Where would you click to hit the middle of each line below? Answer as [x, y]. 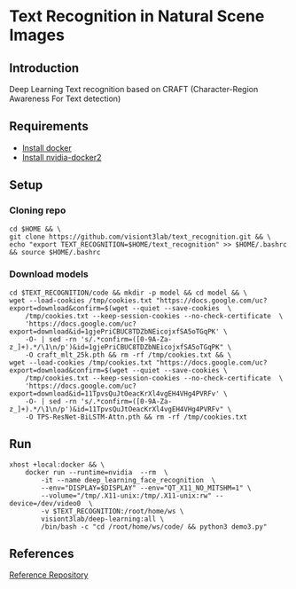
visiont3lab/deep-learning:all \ [103, 519]
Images [37, 35]
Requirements [49, 126]
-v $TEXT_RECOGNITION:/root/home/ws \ [113, 511]
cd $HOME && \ [35, 229]
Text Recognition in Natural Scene [137, 16]
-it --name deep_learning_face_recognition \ [129, 480]
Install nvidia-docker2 [62, 157]
